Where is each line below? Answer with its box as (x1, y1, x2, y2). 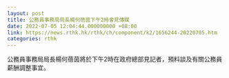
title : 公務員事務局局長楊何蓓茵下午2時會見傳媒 (7, 16, 130, 23)
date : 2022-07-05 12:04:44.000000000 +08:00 (7, 23, 137, 29)
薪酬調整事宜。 (7, 64, 50, 72)
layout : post (7, 10, 45, 17)
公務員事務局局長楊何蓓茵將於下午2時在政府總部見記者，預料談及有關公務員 (7, 55, 223, 64)
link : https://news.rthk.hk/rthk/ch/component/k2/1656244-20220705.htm (7, 29, 217, 36)
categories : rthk (7, 36, 57, 42)
